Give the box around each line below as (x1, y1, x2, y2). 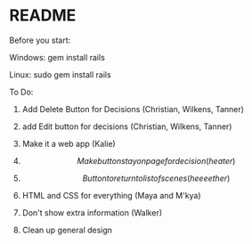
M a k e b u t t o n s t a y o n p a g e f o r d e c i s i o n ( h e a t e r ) (77, 155, 236, 166)
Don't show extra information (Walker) (21, 207, 163, 218)
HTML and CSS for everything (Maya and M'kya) (21, 190, 202, 200)
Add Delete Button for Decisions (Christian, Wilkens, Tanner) (21, 103, 245, 114)
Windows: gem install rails (9, 52, 105, 62)
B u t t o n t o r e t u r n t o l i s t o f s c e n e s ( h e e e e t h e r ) (82, 173, 231, 183)
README (9, 5, 77, 26)
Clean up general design (21, 224, 113, 235)
